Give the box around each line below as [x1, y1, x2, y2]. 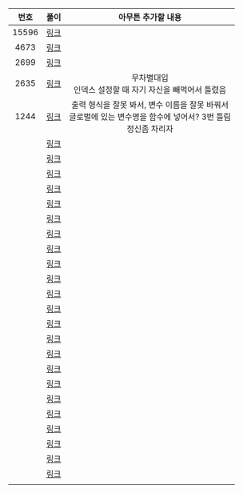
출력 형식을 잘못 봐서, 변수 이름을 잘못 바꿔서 [71, 99, 229, 110]
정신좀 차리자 [126, 123, 173, 134]
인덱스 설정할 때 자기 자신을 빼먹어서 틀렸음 [73, 84, 227, 95]
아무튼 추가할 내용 [118, 12, 182, 22]
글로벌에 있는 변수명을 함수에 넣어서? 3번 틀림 [69, 111, 232, 122]
